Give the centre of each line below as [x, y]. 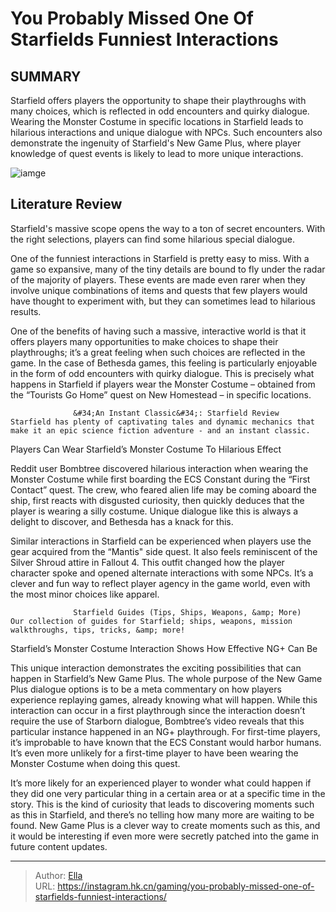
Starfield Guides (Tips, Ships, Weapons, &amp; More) [187, 612]
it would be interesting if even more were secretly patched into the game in [165, 836]
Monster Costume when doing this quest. [95, 763]
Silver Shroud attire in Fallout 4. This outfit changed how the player [147, 562]
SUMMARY [46, 76]
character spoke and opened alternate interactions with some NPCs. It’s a [162, 573]
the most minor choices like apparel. [85, 594]
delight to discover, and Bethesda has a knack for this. [122, 521]
